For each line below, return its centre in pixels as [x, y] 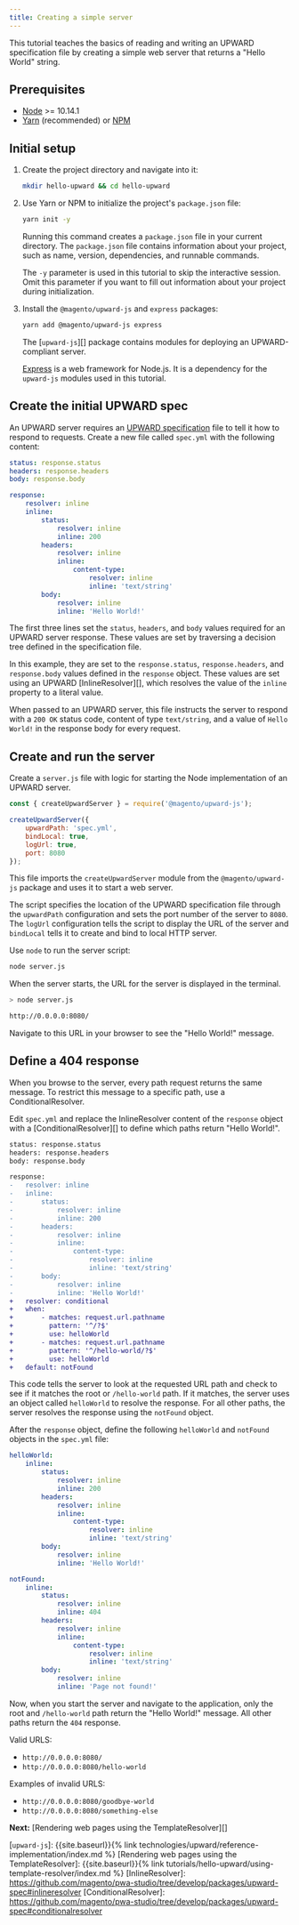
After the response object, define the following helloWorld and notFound [139, 1430]
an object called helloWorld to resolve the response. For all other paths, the [147, 1403]
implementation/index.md [56, 1854]
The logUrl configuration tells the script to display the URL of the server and [149, 924]
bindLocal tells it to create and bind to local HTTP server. [113, 933]
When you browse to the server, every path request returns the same [136, 1083]
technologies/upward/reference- [199, 1844]
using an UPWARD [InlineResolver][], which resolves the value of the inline [148, 683]
